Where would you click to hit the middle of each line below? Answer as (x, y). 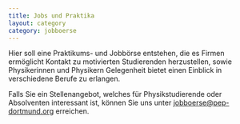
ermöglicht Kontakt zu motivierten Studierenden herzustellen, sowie (120, 62)
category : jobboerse (43, 30)
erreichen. (72, 111)
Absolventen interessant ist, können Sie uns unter (90, 103)
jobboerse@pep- (201, 103)
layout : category (37, 23)
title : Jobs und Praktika (51, 16)
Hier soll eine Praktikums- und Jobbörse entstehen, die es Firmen (117, 54)
